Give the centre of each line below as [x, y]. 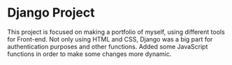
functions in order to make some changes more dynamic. [89, 54]
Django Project [51, 13]
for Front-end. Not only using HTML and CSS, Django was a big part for [110, 39]
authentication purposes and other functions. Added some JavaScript [108, 46]
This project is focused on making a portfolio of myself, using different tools [116, 32]
